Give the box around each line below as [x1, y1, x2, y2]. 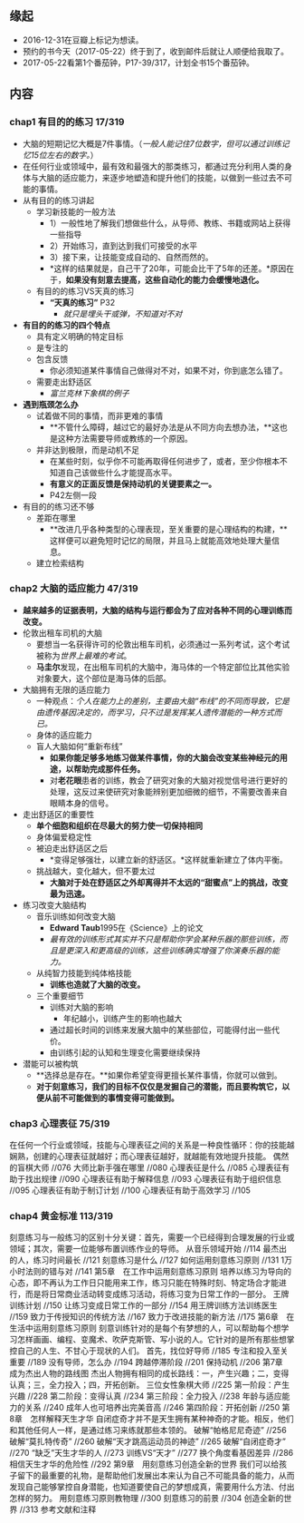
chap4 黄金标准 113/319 [9, 1210, 114, 1223]
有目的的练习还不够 [22, 501, 95, 512]
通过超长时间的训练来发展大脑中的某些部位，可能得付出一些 [49, 1024, 272, 1035]
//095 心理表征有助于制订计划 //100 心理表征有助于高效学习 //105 [9, 1185, 252, 1196]
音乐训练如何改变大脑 [35, 911, 116, 922]
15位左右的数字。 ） [30, 149, 99, 161]
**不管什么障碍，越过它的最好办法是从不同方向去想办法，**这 [49, 421, 280, 433]
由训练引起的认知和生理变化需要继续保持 [49, 1047, 201, 1058]
